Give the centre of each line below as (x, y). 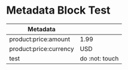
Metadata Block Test (58, 10)
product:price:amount (40, 39)
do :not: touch (99, 58)
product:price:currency (42, 49)
